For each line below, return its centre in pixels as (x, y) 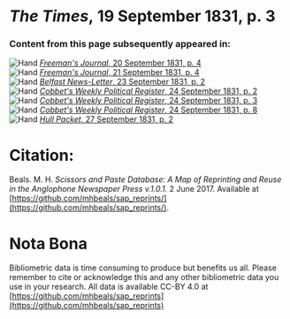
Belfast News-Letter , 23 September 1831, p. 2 (122, 82)
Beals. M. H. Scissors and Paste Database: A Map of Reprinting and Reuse (145, 179)
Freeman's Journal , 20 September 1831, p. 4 (120, 63)
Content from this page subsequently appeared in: (120, 44)
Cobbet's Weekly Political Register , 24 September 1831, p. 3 (149, 101)
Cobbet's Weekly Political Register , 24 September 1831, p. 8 (149, 110)
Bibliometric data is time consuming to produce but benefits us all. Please (143, 268)
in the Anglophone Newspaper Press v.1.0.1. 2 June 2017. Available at (134, 189)
